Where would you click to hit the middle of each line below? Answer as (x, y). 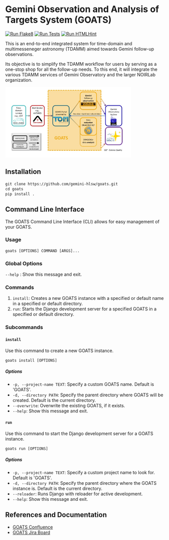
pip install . (20, 194)
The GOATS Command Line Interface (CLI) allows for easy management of (82, 222)
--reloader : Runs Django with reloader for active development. (78, 494)
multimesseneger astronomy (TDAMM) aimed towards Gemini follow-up (80, 49)
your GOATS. (19, 227)
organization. (19, 80)
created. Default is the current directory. (54, 400)
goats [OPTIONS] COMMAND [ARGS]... (43, 251)
